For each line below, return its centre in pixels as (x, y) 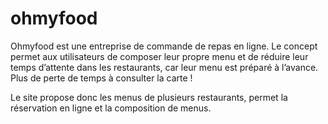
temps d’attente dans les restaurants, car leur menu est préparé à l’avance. (164, 67)
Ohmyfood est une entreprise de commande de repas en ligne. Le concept (164, 46)
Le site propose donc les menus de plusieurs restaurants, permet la (149, 97)
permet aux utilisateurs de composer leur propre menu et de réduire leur (159, 56)
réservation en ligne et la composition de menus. (111, 108)
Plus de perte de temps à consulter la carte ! (101, 78)
